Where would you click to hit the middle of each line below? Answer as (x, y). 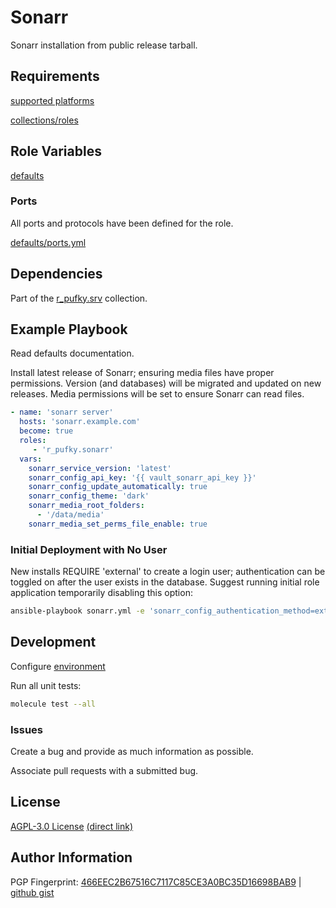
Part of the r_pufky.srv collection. (79, 298)
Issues (27, 729)
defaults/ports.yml (48, 242)
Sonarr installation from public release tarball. (104, 45)
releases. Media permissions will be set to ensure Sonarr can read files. (157, 394)
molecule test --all (53, 704)
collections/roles (44, 120)
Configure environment (58, 666)
